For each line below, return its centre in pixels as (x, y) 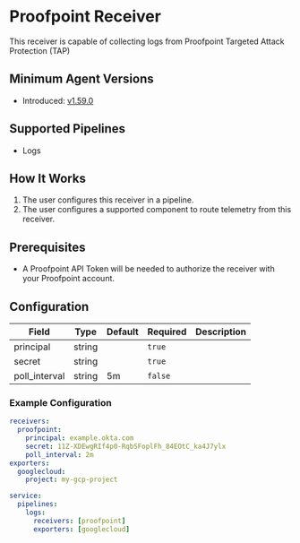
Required (167, 332)
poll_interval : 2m (60, 454)
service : (26, 496)
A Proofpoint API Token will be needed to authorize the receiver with (148, 269)
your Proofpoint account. (68, 279)
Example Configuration (60, 402)
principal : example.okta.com (80, 438)
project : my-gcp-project (72, 480)
